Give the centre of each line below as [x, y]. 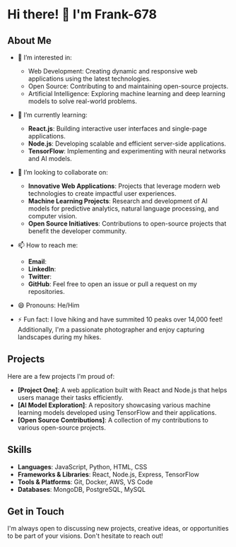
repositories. [46, 292]
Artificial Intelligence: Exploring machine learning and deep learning [127, 94]
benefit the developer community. [77, 231]
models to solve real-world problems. [83, 101]
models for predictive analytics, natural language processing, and [123, 208]
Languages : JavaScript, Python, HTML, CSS [82, 466]
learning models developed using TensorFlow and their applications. [117, 412]
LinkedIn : [42, 269]
